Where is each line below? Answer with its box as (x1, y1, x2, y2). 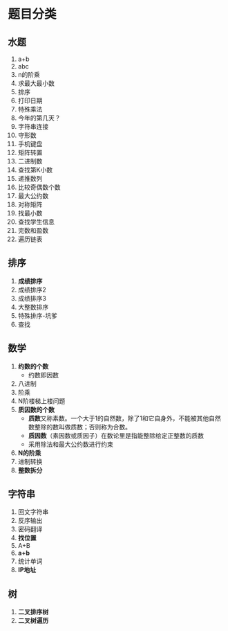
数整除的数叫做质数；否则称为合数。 (28, 423, 132, 431)
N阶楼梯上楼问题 (17, 396, 66, 405)
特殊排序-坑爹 (17, 311, 58, 319)
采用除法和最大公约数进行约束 (28, 440, 113, 448)
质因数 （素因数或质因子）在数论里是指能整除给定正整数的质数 (28, 431, 205, 440)
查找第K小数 (17, 166, 53, 174)
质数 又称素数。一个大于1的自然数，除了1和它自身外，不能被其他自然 (28, 414, 221, 423)
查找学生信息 (17, 217, 55, 226)
